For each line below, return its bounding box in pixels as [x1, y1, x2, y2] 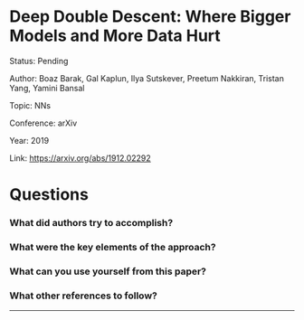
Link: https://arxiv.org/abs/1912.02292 [9, 152, 151, 164]
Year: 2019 [9, 135, 50, 146]
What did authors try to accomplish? [9, 217, 174, 230]
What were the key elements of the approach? [9, 240, 216, 253]
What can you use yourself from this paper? [9, 265, 206, 278]
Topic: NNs [9, 99, 52, 110]
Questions [9, 184, 89, 205]
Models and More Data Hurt [9, 25, 222, 46]
